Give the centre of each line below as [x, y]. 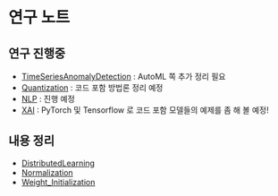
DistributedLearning [58, 163]
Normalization [47, 172]
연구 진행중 [37, 53]
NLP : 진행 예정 [48, 99]
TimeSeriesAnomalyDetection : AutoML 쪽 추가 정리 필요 [123, 77]
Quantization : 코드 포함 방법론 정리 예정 [92, 88]
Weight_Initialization [58, 182]
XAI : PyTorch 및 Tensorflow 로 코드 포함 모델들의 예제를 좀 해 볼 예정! [145, 110]
